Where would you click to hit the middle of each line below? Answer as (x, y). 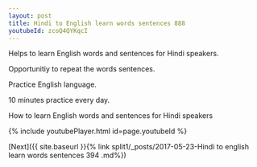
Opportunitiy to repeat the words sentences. (82, 69)
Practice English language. (52, 84)
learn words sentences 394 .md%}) (67, 155)
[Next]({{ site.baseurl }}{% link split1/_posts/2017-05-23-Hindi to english (129, 147)
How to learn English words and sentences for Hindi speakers (111, 116)
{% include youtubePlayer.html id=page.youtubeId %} (98, 131)
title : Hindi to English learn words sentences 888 (97, 23)
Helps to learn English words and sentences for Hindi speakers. (114, 54)
